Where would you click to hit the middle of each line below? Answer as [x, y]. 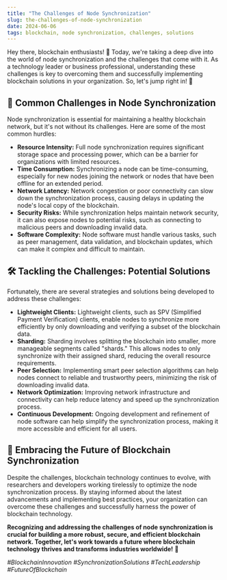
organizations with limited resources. [69, 162]
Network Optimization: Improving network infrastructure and [103, 392]
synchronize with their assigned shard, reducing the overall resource [113, 355]
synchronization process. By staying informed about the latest [95, 492]
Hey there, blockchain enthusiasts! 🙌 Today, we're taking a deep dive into [110, 52]
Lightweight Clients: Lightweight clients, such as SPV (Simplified [109, 312]
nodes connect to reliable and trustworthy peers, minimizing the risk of [117, 377]
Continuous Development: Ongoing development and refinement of [113, 414]
